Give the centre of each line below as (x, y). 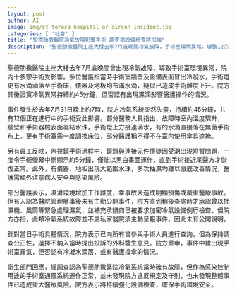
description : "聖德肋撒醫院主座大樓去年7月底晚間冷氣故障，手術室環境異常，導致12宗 (118, 47)
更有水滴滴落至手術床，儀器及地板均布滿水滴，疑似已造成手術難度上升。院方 (119, 85)
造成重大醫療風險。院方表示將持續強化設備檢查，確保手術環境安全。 (118, 284)
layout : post (26, 14)
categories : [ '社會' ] (41, 34)
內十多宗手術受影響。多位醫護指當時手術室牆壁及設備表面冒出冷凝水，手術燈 (119, 76)
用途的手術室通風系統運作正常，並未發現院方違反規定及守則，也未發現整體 (115, 276)
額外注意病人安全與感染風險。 (63, 177)
